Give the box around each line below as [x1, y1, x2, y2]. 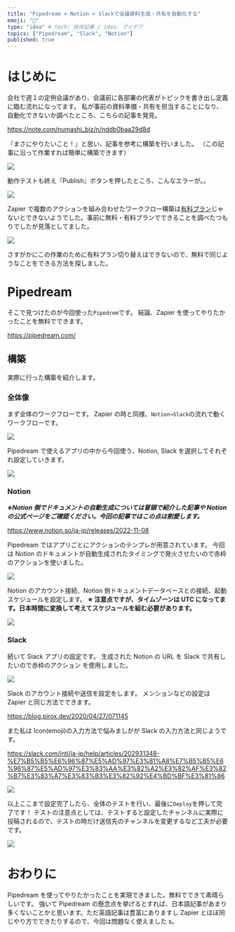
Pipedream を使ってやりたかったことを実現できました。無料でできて [7, 891, 206, 899]
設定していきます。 [13, 455, 69, 464]
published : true [7, 37, 55, 44]
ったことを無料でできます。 [7, 317, 87, 325]
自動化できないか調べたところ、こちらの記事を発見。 [7, 111, 161, 119]
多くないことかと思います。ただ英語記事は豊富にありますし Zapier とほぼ [7, 908, 220, 917]
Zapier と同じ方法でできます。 [7, 697, 95, 706]
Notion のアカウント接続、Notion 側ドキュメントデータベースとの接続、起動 [7, 586, 227, 595]
